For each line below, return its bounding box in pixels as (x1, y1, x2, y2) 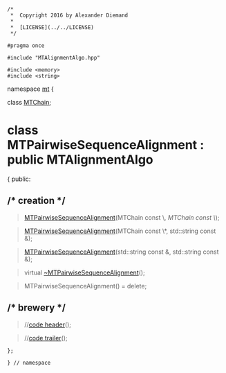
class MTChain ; (7, 98, 52, 106)
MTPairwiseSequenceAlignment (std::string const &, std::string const (23, 248, 219, 256)
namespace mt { (7, 85, 54, 93)
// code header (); (23, 320, 71, 329)
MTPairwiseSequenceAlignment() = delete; (23, 281, 147, 290)
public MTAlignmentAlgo (7, 152, 153, 168)
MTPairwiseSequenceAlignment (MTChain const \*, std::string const (23, 227, 216, 235)
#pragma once (7, 42, 45, 49)
